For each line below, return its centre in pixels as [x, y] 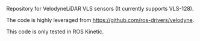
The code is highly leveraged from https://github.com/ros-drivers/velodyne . [100, 20]
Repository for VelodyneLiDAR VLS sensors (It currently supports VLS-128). [100, 9]
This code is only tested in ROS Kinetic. [55, 31]
